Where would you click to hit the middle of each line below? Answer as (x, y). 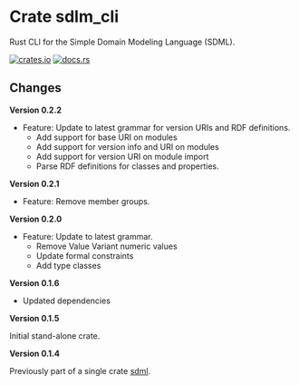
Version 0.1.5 (34, 318)
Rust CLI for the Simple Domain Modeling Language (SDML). (122, 42)
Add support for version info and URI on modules (127, 146)
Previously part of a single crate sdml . (80, 370)
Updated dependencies (67, 301)
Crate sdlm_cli (64, 17)
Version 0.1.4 (35, 353)
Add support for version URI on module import (122, 156)
